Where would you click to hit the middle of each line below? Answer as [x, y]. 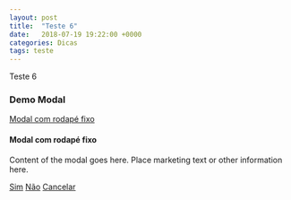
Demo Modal [37, 100]
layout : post [34, 17]
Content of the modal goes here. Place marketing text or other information [146, 160]
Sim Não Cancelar [43, 187]
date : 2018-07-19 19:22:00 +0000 [76, 34]
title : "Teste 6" [43, 26]
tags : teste [31, 51]
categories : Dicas [43, 43]
